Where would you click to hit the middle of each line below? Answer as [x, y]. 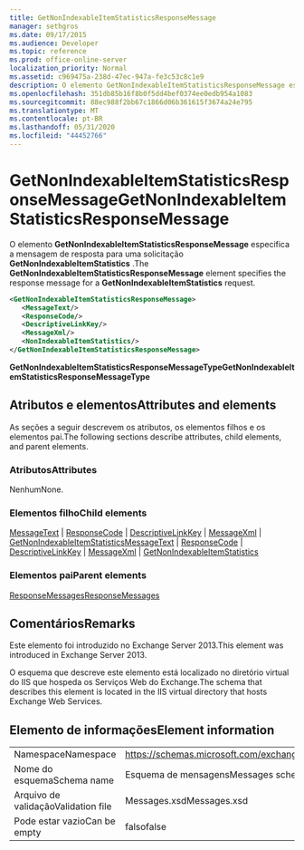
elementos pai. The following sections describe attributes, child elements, [146, 437]
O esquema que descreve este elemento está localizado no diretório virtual [149, 672]
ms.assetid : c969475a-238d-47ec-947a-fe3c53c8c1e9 [107, 77]
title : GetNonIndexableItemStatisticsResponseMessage [113, 18]
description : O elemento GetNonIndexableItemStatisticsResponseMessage [147, 85]
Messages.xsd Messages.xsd [187, 801]
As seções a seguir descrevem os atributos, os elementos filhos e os [138, 427]
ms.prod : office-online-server [68, 60]
